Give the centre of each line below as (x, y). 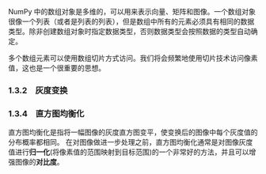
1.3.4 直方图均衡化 (46, 113)
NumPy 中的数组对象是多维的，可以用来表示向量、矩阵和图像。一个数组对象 (132, 11)
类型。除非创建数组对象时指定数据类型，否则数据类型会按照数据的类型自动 (129, 31)
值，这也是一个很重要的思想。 (57, 68)
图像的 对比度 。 (39, 162)
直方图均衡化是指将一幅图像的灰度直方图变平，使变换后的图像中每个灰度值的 (133, 132)
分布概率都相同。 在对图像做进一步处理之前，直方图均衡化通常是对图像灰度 (131, 142)
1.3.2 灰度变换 (38, 90)
